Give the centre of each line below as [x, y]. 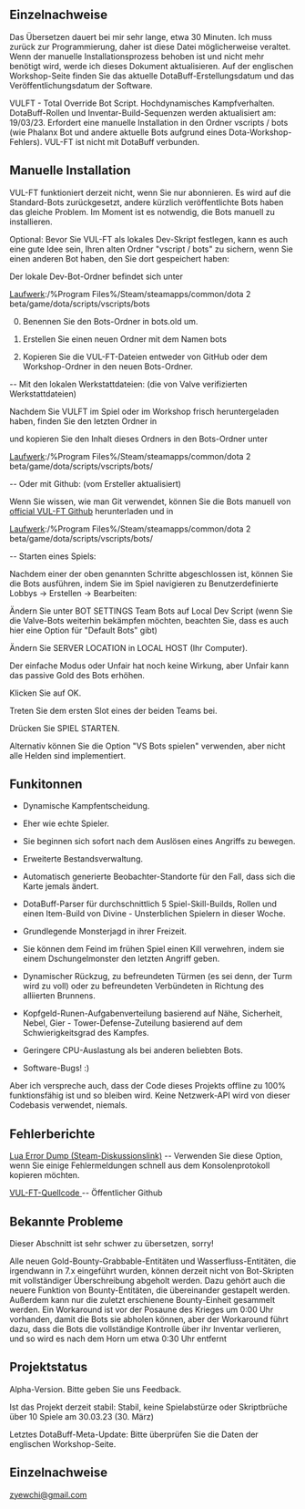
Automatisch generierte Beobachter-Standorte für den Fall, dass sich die [159, 877]
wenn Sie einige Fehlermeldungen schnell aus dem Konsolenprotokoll [140, 1165]
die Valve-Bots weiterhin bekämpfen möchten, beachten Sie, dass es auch [149, 620]
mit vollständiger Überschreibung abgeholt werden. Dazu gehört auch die [147, 1281]
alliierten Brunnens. [59, 996]
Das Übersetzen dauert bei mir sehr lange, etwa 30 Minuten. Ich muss [141, 36]
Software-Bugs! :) [56, 1068]
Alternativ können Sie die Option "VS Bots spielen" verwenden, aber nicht [147, 746]
